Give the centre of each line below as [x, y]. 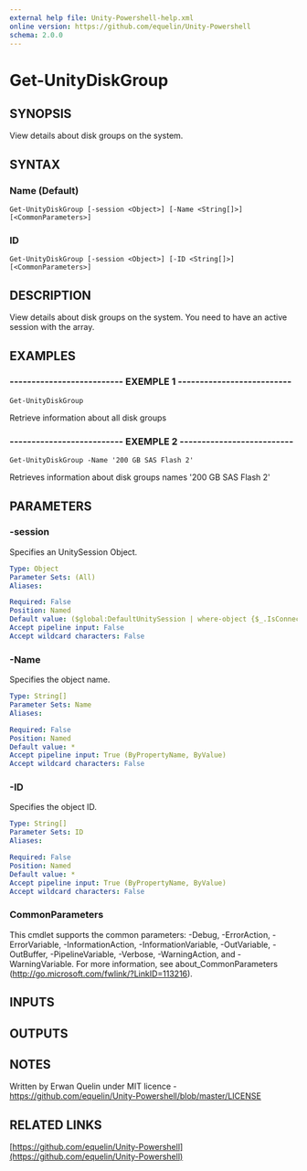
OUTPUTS [39, 1033]
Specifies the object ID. [53, 807]
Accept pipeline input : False [67, 628]
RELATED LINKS [56, 1125]
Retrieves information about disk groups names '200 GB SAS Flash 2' [140, 477]
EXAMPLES [42, 356]
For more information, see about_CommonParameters [177, 963]
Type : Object [34, 569]
